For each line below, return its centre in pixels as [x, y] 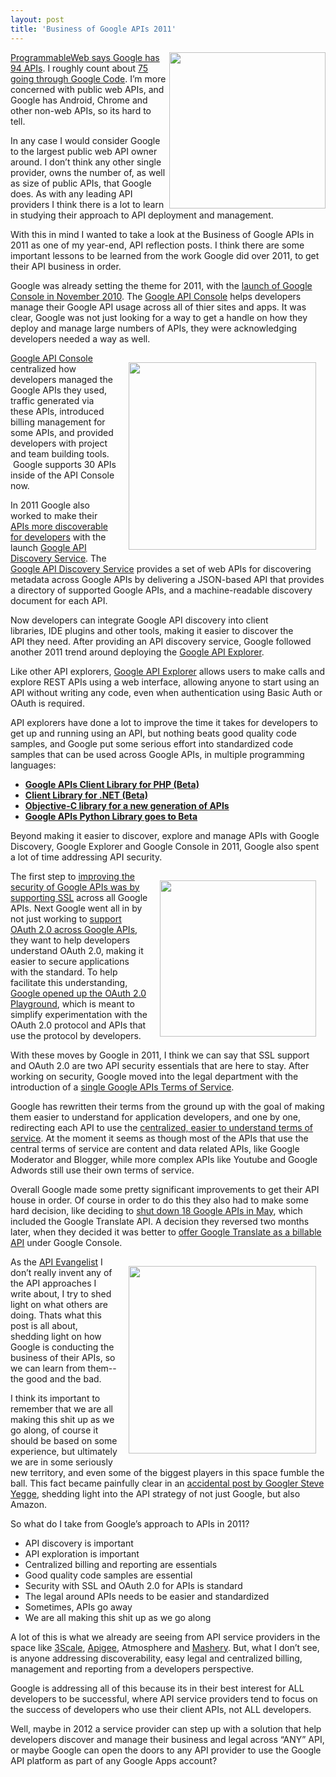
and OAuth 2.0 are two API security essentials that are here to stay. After [160, 1065]
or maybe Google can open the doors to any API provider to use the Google [166, 1750]
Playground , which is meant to [72, 1003]
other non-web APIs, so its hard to [81, 110]
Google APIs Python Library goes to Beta [111, 816]
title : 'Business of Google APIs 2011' [93, 29]
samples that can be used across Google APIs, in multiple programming [157, 754]
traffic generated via [52, 400]
